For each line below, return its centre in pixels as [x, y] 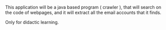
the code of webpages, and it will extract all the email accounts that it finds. [83, 12]
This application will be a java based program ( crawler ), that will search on [83, 7]
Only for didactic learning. [32, 22]
